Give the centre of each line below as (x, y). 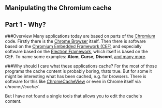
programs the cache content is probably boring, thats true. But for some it (79, 71)
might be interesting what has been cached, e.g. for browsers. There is (76, 77)
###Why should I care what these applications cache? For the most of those (81, 66)
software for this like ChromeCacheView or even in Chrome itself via (73, 81)
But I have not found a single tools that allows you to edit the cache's (74, 96)
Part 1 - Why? (25, 24)
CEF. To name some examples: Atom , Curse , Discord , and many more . (76, 57)
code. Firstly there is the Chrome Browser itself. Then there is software (75, 41)
